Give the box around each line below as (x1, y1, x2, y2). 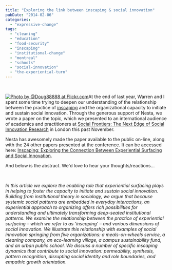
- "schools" (10, 60, 36, 65)
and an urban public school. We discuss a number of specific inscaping (5, 242, 158, 248)
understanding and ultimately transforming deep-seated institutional (5, 210, 151, 216)
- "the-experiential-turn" (10, 70, 68, 75)
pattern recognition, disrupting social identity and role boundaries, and (5, 254, 156, 259)
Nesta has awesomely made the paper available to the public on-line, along (5, 137, 165, 142)
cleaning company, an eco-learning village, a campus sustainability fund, (5, 237, 162, 243)
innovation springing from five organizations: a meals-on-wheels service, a (5, 232, 165, 238)
